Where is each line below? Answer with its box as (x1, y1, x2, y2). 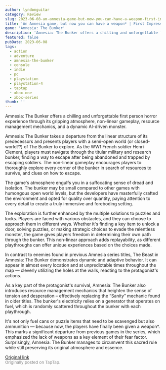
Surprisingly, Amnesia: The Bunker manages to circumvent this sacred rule (5, 339, 157, 345)
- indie (9, 67, 26, 72)
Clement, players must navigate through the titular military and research (5, 149, 152, 155)
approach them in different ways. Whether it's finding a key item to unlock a (5, 221, 160, 227)
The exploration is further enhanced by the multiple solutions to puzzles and (5, 210, 161, 216)
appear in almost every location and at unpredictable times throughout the (5, 262, 157, 268)
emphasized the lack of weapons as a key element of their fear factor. (5, 334, 147, 340)
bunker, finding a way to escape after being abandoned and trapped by (5, 154, 150, 160)
